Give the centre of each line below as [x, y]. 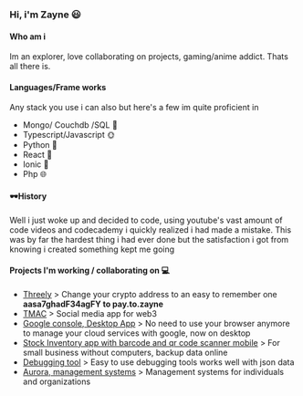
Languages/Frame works [58, 87]
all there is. [30, 67]
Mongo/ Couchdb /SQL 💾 [70, 125]
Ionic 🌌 [36, 164]
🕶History [28, 196]
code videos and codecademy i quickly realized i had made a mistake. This [151, 229]
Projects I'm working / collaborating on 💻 [90, 271]
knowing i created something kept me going [92, 249]
